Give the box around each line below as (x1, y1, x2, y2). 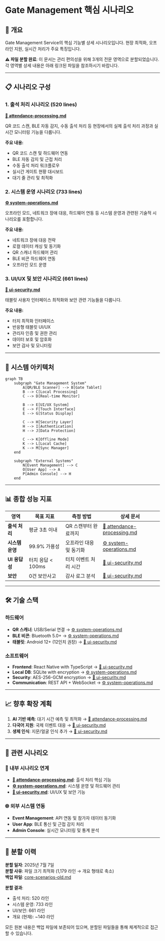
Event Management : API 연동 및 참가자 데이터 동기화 (12, 815, 116, 821)
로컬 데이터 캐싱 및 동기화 (12, 243, 61, 249)
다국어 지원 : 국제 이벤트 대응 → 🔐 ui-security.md (12, 722, 106, 728)
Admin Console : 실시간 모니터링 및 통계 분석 (12, 827, 99, 833)
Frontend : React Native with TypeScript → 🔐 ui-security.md (12, 664, 133, 670)
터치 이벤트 (65, 556, 90, 563)
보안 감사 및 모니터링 (12, 342, 52, 348)
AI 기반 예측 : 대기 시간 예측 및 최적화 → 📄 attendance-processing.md (12, 716, 147, 722)
